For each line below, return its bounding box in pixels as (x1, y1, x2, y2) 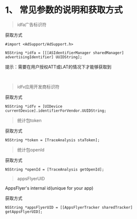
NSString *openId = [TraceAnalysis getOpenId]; (5, 167, 105, 172)
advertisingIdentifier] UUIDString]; (5, 54, 82, 59)
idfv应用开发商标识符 (17, 84, 60, 90)
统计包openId (17, 146, 45, 152)
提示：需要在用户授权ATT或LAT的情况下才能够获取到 (5, 64, 111, 70)
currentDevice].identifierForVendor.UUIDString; (5, 108, 107, 113)
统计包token (17, 117, 42, 123)
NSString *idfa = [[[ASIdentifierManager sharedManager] (5, 50, 124, 55)
